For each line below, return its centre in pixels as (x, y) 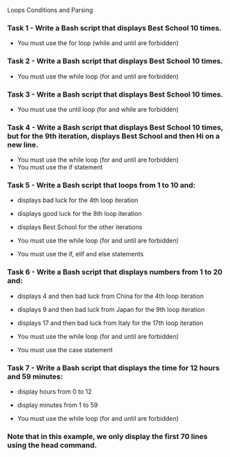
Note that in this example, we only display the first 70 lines (107, 437)
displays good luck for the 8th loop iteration (79, 214)
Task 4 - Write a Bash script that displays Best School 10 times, (115, 127)
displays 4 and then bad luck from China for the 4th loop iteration (110, 296)
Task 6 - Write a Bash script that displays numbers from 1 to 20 (115, 272)
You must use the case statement (65, 349)
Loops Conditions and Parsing (50, 10)
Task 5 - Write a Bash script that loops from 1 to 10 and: (101, 185)
